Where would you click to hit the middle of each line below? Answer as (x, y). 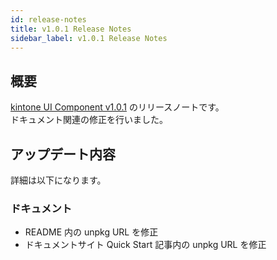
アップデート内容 (63, 154)
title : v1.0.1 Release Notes (71, 29)
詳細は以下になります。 (58, 180)
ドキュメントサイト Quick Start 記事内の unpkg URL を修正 (145, 245)
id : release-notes (48, 19)
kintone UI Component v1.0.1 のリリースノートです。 (117, 107)
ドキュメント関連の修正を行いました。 (89, 120)
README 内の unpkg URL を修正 (91, 232)
